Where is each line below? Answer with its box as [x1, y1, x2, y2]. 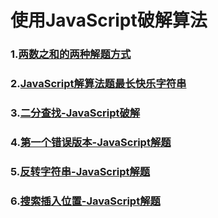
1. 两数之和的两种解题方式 [10, 47, 132, 61]
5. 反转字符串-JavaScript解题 [10, 164, 151, 178]
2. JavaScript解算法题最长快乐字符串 [10, 77, 187, 91]
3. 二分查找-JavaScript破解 [10, 106, 141, 120]
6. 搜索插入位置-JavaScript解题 [10, 194, 161, 208]
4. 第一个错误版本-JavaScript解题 [10, 135, 172, 149]
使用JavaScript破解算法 [10, 9, 208, 32]
